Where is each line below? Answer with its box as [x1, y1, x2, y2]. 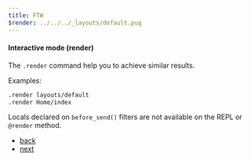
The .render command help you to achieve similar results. [8, 60, 195, 70]
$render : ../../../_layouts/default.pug [8, 19, 143, 27]
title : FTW [8, 11, 44, 20]
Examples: [8, 75, 42, 85]
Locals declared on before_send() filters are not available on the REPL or [8, 112, 243, 122]
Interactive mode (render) [8, 43, 94, 53]
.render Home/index [8, 98, 72, 106]
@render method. [8, 121, 62, 130]
